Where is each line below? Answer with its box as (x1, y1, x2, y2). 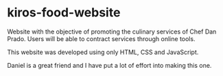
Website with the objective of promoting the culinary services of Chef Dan (7, 27, 217, 36)
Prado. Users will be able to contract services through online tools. (7, 34, 196, 42)
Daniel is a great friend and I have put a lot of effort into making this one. (7, 61, 212, 69)
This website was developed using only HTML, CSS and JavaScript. (7, 48, 199, 56)
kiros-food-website (7, 5, 121, 21)
